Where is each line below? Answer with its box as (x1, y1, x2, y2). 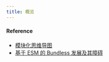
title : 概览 (6, 8, 34, 15)
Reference (6, 28, 33, 35)
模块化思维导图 (14, 42, 52, 49)
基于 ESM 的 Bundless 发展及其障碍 (14, 49, 104, 56)
